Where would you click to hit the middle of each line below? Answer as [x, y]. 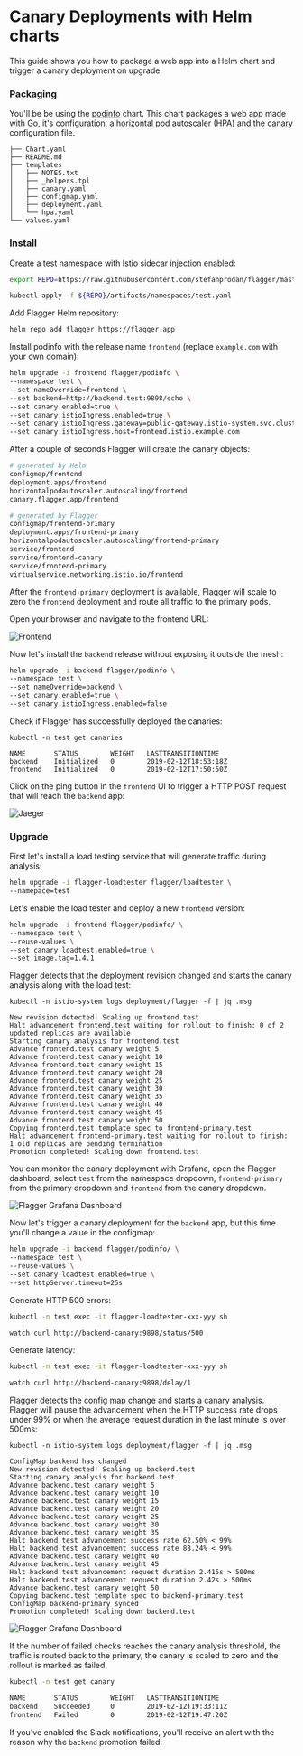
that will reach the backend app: [67, 795]
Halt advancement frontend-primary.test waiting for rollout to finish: [149, 1136]
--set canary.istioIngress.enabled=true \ [90, 415]
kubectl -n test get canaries [66, 737]
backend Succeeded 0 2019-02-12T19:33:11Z [119, 1706]
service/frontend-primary [58, 566]
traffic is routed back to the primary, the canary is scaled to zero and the [144, 1656]
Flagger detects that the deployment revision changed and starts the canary [151, 976]
